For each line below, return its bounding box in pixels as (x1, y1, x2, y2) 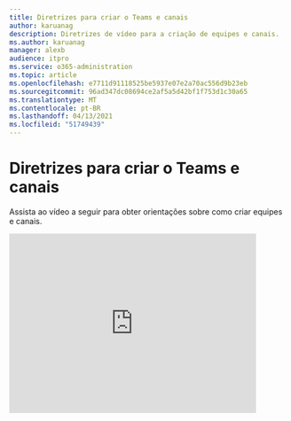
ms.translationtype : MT (9, 95, 98, 105)
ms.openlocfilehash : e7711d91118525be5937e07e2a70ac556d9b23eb (9, 79, 248, 88)
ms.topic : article (9, 71, 77, 80)
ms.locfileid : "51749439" (9, 121, 105, 129)
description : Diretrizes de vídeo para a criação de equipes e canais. (9, 29, 279, 38)
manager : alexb (9, 46, 66, 55)
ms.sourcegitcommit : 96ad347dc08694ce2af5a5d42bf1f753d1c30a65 (9, 87, 248, 96)
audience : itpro (9, 54, 69, 63)
